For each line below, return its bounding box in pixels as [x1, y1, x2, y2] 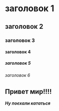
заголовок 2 [5, 22, 44, 31]
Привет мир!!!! [5, 87, 52, 95]
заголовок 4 [5, 49, 31, 55]
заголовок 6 [5, 73, 30, 78]
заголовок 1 [5, 3, 55, 14]
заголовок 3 [5, 37, 35, 44]
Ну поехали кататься [5, 100, 51, 106]
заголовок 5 [5, 60, 31, 66]
